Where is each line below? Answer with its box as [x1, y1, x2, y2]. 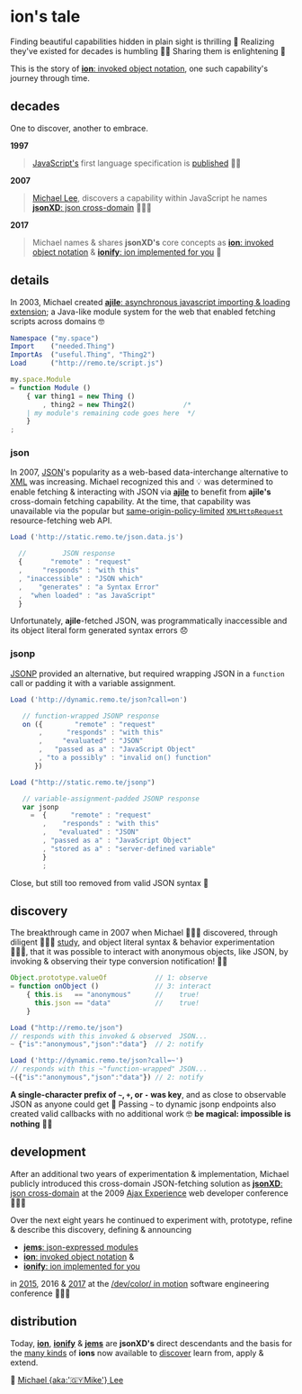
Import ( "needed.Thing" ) [10, 342, 116, 351]
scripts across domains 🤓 [10, 315, 105, 326]
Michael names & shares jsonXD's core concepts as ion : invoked [31, 237, 274, 248]
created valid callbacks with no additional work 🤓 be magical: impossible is [10, 1108, 291, 1118]
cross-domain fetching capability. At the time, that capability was [10, 496, 251, 507]
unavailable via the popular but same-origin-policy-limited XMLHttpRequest [10, 506, 284, 517]
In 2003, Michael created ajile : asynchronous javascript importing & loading [10, 296, 291, 307]
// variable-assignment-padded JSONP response [22, 794, 200, 803]
